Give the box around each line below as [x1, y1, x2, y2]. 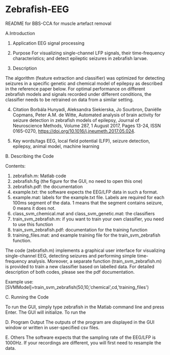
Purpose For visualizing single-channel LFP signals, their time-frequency [12, 50, 165, 56]
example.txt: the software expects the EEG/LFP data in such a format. [12, 189, 158, 195]
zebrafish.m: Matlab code [12, 173, 66, 179]
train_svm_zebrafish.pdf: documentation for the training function [12, 227, 148, 233]
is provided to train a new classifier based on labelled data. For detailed [5, 263, 155, 270]
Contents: [5, 163, 26, 169]
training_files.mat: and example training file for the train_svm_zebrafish [12, 232, 161, 238]
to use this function [12, 221, 53, 227]
